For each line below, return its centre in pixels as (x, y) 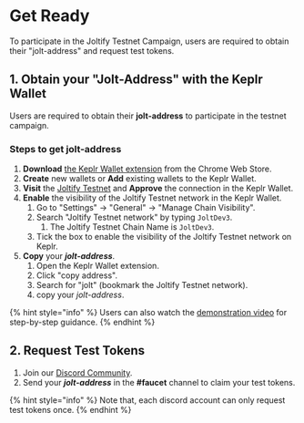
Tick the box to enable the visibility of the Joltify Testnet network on (164, 237)
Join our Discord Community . (77, 372)
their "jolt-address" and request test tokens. (92, 50)
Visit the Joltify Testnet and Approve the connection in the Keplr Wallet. (158, 189)
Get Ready (50, 16)
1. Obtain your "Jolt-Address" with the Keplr (137, 80)
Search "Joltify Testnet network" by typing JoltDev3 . (134, 217)
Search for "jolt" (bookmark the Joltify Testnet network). (142, 285)
